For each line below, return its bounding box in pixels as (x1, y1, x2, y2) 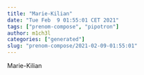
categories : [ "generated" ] (7, 36, 85, 43)
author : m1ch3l (7, 29, 51, 37)
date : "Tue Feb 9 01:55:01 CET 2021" (7, 17, 119, 24)
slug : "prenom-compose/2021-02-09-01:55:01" (7, 42, 138, 49)
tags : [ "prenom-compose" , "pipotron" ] (7, 23, 119, 30)
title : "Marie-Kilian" (7, 10, 73, 17)
